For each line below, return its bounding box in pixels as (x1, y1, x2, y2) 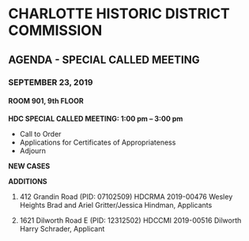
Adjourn (19, 145, 46, 155)
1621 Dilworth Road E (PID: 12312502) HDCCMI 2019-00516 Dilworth (19, 215, 242, 225)
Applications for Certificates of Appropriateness (19, 137, 176, 147)
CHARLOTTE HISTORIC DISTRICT (8, 5, 231, 23)
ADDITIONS (8, 176, 47, 186)
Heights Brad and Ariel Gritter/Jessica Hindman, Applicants (19, 200, 213, 209)
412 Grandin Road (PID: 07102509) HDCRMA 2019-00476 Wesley (19, 191, 233, 201)
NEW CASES (8, 161, 51, 171)
